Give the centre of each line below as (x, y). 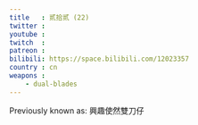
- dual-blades (51, 84)
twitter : (28, 26)
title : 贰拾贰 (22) (49, 17)
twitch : (28, 42)
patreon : (28, 51)
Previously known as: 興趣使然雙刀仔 (77, 110)
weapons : (28, 76)
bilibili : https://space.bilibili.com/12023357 (99, 59)
